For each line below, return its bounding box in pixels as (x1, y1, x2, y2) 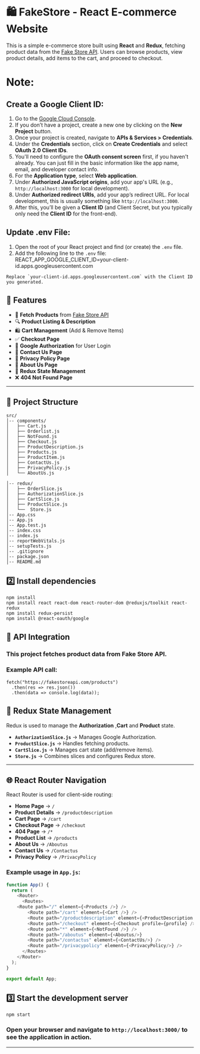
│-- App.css (6, 512, 36, 518)
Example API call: (6, 665, 58, 674)
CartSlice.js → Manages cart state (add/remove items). (14, 746, 154, 753)
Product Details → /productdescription (14, 809, 113, 816)
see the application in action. (6, 1033, 92, 1041)
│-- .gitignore (6, 548, 44, 554)
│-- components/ (6, 418, 46, 424)
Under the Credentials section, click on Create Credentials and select (14, 140, 187, 147)
